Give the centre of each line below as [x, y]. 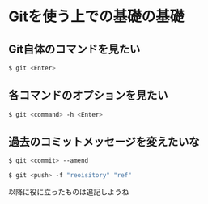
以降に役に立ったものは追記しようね [69, 192]
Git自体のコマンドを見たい [74, 49]
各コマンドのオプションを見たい [88, 95]
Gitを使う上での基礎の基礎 [96, 17]
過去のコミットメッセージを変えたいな [104, 141]
